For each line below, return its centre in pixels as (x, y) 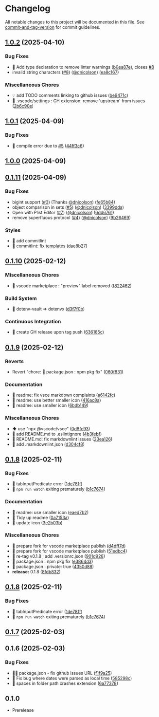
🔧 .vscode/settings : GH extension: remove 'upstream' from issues (79, 101)
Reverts (15, 361)
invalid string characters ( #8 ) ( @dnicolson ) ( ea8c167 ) (65, 72)
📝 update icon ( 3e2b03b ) (37, 523)
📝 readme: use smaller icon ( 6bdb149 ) (50, 405)
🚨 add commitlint (29, 240)
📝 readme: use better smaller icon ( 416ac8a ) (56, 400)
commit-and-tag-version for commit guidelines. (53, 27)
